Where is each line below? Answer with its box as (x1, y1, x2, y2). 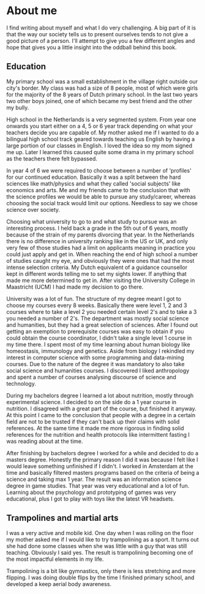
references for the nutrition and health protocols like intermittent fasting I (6, 431, 190, 438)
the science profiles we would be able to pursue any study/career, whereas (6, 193, 196, 200)
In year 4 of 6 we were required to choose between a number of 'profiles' (6, 166, 192, 174)
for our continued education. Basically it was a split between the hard (6, 173, 181, 181)
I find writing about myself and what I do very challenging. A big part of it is (6, 24, 196, 31)
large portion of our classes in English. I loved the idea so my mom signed (6, 142, 193, 149)
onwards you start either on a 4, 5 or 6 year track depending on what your (6, 122, 193, 130)
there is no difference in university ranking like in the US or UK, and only (6, 237, 188, 244)
